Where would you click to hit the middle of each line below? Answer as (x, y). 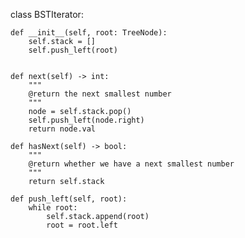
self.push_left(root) (73, 50)
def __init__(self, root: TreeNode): (89, 33)
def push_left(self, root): (69, 199)
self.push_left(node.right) (86, 120)
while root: (53, 208)
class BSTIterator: (47, 14)
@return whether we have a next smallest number (131, 164)
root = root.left (82, 225)
